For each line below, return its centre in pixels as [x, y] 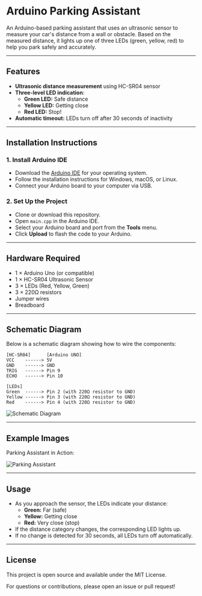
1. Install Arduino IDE [37, 160]
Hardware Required [43, 258]
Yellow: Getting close [50, 516]
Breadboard [30, 305]
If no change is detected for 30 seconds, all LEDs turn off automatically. [104, 535]
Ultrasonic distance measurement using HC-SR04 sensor [87, 86]
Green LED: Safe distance [56, 99]
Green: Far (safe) [45, 510]
